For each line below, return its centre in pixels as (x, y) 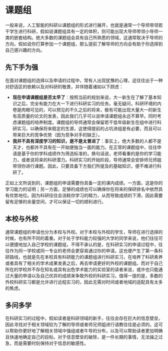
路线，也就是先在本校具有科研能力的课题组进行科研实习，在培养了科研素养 (86, 257)
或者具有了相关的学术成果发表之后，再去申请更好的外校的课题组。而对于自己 (84, 263)
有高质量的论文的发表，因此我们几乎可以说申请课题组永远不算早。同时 (85, 116)
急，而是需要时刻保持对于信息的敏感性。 (47, 343)
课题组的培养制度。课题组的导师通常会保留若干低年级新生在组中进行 (87, 122)
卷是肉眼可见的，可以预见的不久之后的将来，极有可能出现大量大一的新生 (87, 109)
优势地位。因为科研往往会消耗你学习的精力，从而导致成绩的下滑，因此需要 (86, 195)
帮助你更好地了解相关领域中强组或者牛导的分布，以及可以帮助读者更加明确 (86, 331)
